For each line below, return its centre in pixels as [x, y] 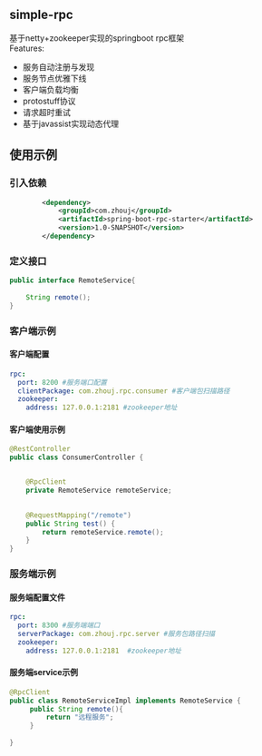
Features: [27, 48]
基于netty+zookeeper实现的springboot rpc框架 [97, 38]
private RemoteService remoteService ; [99, 490]
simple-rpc [42, 15]
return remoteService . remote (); [103, 532]
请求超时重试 [46, 112]
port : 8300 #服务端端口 [59, 625]
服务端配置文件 [37, 597]
